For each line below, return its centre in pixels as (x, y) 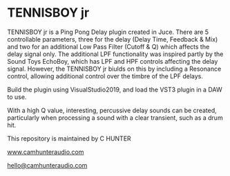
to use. (17, 97)
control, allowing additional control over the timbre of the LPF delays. (105, 76)
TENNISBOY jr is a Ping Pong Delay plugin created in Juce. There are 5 (108, 32)
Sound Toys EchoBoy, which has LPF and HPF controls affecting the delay (113, 61)
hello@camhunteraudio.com (47, 165)
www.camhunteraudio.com (46, 152)
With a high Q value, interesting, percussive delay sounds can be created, (112, 110)
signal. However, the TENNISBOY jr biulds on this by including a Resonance (114, 69)
